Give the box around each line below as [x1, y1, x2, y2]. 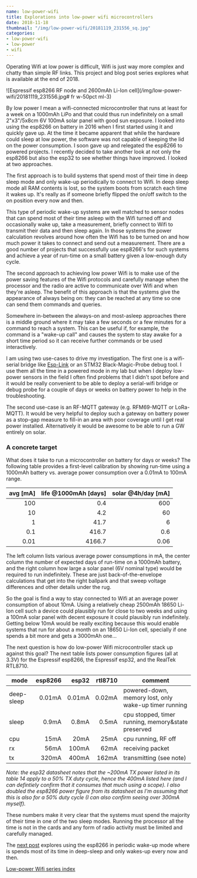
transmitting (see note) [123, 754, 186, 762]
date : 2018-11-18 [6, 19, 49, 25]
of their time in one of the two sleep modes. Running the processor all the [6, 818, 184, 825]
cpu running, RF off [123, 735, 176, 743]
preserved [123, 725, 152, 734]
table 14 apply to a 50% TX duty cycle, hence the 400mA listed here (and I [6, 775, 187, 782]
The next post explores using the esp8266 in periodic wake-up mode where [6, 842, 190, 849]
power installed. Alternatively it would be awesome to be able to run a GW [6, 422, 185, 429]
